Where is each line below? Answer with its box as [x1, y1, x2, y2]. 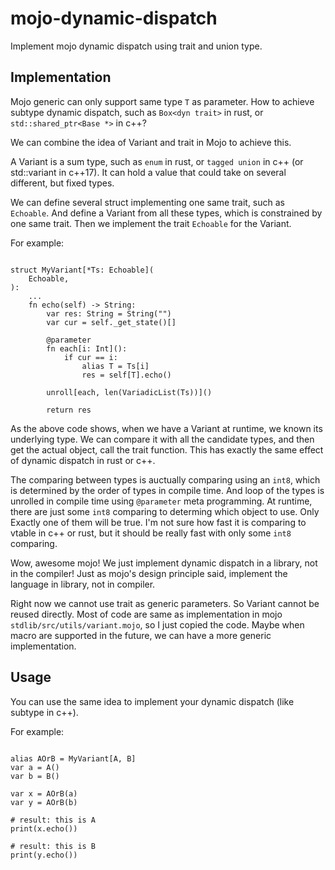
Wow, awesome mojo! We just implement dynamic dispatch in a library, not [10, 557, 318, 569]
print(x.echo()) [10, 823, 78, 834]
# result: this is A [10, 815, 97, 825]
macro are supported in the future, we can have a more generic [10, 629, 272, 641]
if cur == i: [63, 352, 118, 362]
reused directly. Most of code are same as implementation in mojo [10, 608, 283, 620]
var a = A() [10, 762, 60, 772]
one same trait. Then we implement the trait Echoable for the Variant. [10, 217, 292, 229]
